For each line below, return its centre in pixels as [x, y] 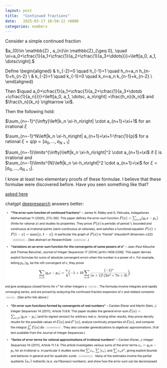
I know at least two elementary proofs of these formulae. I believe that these [83, 179]
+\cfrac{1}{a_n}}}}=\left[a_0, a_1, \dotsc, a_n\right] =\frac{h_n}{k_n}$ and [80, 97]
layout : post [19, 10]
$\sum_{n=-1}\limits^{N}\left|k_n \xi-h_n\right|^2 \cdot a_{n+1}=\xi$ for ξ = [81, 163]
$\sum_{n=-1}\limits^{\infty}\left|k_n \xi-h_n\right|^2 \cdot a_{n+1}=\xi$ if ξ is [83, 153]
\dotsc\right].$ [20, 61]
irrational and [19, 158]
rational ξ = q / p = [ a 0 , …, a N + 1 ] [37, 142]
